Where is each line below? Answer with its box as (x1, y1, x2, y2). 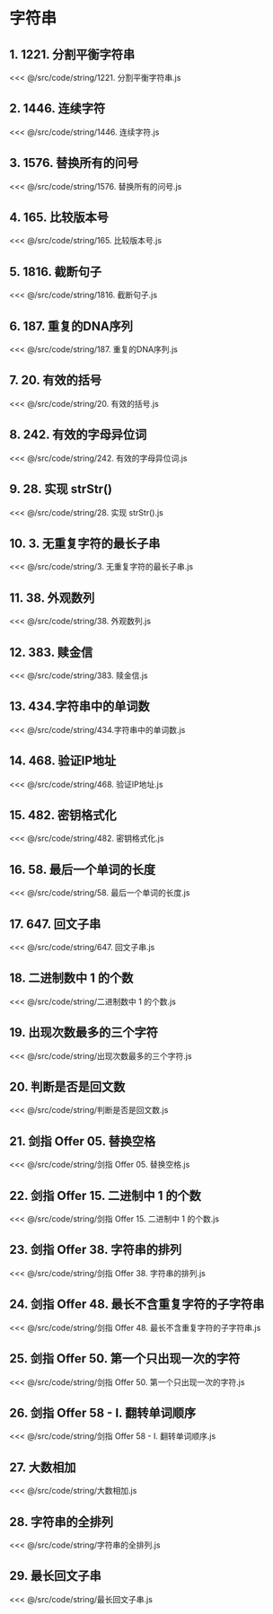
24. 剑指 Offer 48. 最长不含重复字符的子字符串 (9, 1297, 265, 1312)
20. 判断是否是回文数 (9, 1080, 126, 1095)
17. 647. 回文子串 (9, 916, 101, 931)
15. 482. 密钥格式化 (9, 807, 117, 823)
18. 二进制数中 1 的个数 (9, 971, 134, 986)
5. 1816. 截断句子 (9, 264, 102, 279)
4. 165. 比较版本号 (9, 210, 110, 225)
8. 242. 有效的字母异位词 (9, 428, 147, 443)
